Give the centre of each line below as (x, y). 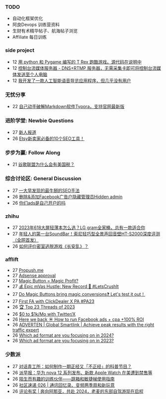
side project (20, 50)
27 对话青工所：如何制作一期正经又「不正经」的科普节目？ (72, 366)
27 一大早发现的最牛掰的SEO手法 (46, 190)
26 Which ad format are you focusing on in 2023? (63, 341)
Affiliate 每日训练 (29, 37)
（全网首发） (25, 240)
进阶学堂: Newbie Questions (39, 121)
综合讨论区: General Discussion (43, 179)
